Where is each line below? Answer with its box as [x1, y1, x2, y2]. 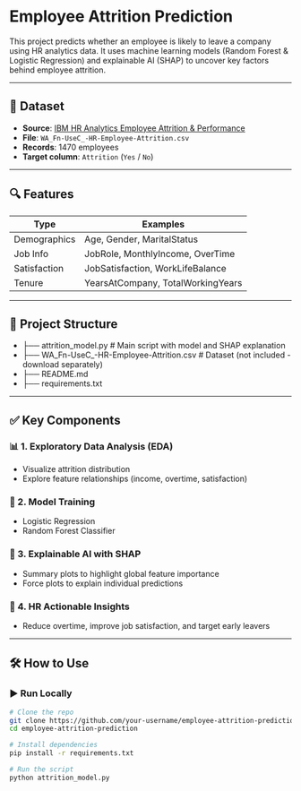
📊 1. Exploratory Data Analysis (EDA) [9, 440, 174, 452]
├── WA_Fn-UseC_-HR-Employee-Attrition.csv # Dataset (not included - [21, 349, 291, 360]
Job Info [13, 247, 49, 260]
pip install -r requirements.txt [9, 749, 134, 758]
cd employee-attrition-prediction [9, 724, 139, 734]
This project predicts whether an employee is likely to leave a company [9, 36, 271, 47]
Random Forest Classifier [21, 526, 116, 537]
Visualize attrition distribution [21, 464, 131, 475]
